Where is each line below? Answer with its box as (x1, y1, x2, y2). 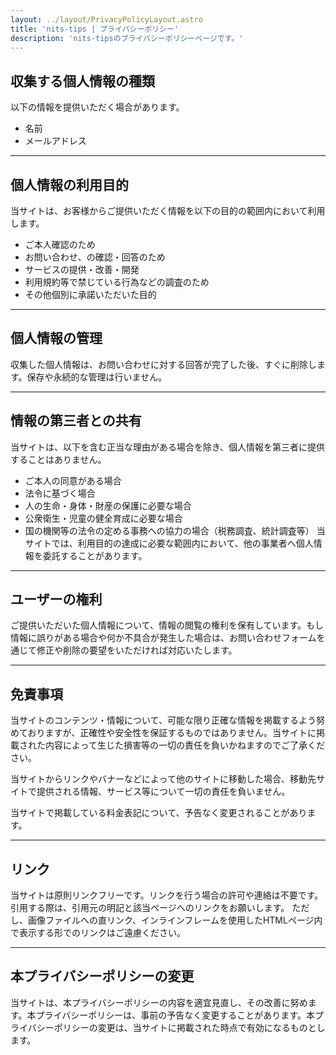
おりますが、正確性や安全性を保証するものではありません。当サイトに (27, 727, 317, 739)
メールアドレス (24, 135, 87, 147)
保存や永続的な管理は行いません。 (26, 371, 168, 383)
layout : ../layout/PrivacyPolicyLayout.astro (10, 14, 203, 25)
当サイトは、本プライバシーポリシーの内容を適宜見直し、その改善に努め (10, 996, 308, 1008)
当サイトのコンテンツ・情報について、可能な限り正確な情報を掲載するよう (10, 714, 317, 726)
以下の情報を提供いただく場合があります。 (10, 101, 185, 113)
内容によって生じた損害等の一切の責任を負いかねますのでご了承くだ (44, 739, 325, 751)
